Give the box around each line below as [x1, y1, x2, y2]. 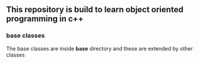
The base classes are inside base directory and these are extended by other [6, 45, 193, 52]
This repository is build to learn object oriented [6, 5, 184, 15]
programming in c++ [6, 14, 84, 24]
